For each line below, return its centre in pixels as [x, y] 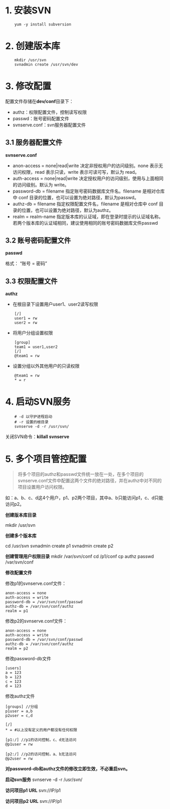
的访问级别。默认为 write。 [41, 184]
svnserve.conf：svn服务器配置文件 [49, 125]
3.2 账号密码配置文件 [38, 241]
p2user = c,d [19, 716]
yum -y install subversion [43, 24]
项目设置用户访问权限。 [42, 487]
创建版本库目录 [21, 515]
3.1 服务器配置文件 [34, 142]
